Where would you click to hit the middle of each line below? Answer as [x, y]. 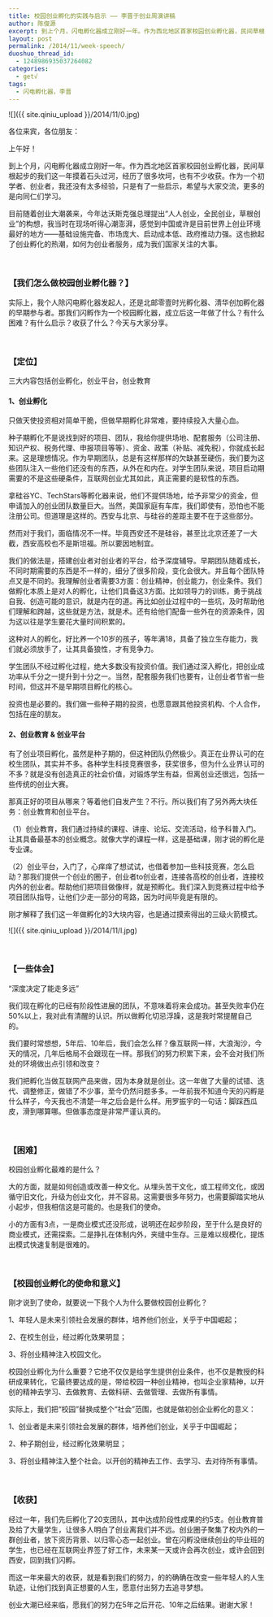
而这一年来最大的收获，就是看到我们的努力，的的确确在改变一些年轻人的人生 [136, 1577]
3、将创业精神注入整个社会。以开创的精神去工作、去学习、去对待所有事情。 [135, 1461]
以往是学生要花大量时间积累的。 [76, 622]
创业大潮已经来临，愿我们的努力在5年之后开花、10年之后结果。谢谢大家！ [132, 1604]
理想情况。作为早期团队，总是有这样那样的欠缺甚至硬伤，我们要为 [147, 458]
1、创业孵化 [28, 401]
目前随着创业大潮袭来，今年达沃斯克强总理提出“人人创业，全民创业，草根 [131, 214]
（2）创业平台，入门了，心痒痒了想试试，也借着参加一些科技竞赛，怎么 [128, 867]
